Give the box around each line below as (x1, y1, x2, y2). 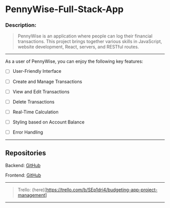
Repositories (5, 149, 47, 157)
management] (17, 192, 47, 198)
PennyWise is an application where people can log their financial (17, 33, 153, 39)
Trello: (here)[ (17, 186, 47, 193)
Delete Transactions (12, 99, 55, 105)
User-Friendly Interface (12, 68, 62, 74)
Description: (5, 22, 36, 29)
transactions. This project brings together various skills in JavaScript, (17, 38, 162, 45)
